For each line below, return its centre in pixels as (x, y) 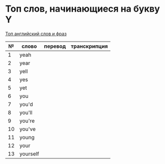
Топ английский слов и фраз (36, 34)
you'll (26, 112)
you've (28, 129)
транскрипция (89, 46)
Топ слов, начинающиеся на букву (82, 9)
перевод (55, 46)
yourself (29, 154)
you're (27, 121)
